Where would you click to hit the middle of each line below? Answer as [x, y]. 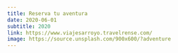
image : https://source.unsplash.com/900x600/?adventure [89, 39]
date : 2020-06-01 [32, 20]
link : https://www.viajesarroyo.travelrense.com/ [80, 33]
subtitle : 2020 [29, 26]
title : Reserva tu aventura [48, 13]
